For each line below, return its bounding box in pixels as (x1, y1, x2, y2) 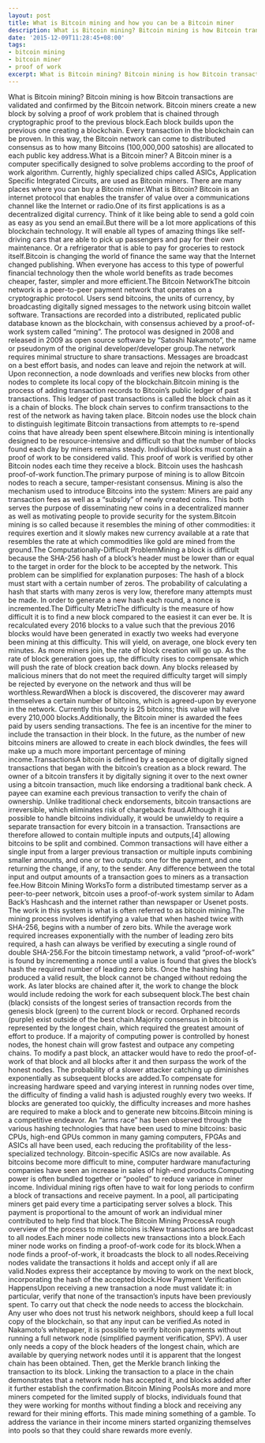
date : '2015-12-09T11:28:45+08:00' (8, 33, 125, 42)
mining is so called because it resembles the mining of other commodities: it (8, 519, 256, 529)
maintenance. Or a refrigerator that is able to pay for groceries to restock (8, 242, 245, 253)
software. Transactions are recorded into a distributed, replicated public (8, 309, 242, 320)
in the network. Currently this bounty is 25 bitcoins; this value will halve (8, 704, 241, 714)
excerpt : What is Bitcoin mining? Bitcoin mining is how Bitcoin (8, 70, 227, 78)
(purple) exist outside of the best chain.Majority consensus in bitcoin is (8, 1014, 239, 1024)
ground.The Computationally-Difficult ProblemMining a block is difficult (8, 545, 239, 554)
